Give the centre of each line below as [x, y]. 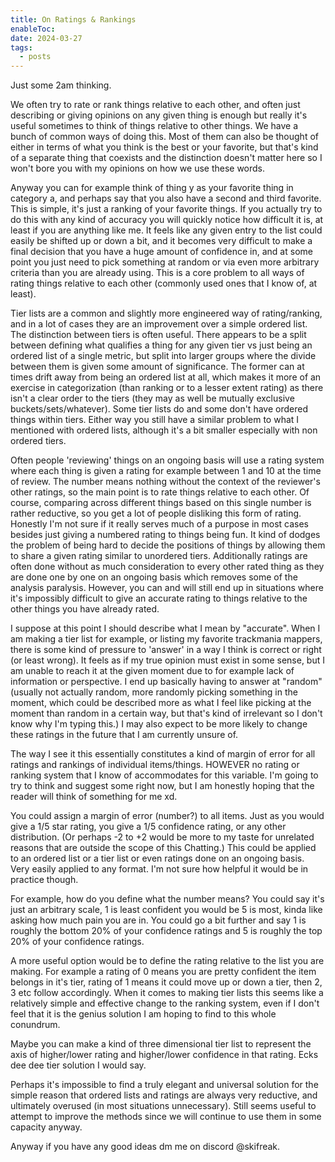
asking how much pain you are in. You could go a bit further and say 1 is [158, 920]
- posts [35, 57]
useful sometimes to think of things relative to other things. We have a [154, 126]
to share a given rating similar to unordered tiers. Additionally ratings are [159, 556]
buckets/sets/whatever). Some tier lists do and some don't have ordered [159, 409]
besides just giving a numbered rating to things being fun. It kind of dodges [165, 535]
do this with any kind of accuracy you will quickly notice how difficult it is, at [167, 220]
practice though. [44, 880]
